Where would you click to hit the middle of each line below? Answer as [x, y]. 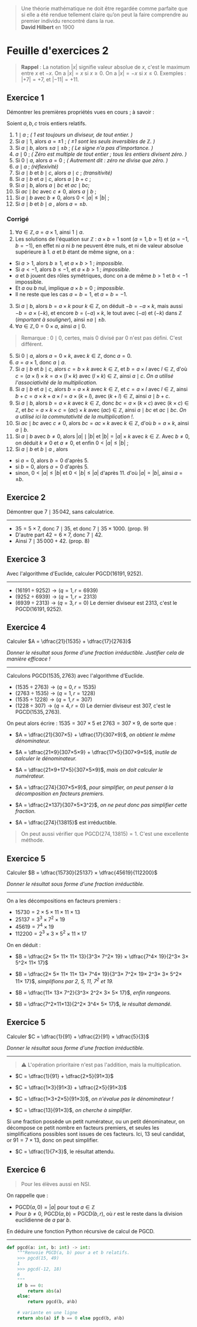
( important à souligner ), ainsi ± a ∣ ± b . [61, 320]
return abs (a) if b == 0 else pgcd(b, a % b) [71, 1318]
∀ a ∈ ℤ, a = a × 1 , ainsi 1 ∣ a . [49, 232]
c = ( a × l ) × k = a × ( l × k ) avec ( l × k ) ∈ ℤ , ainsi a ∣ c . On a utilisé [94, 376]
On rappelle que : [27, 1195]
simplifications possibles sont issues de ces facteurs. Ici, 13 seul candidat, [96, 1134]
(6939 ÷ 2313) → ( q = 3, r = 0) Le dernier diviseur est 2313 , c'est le [96, 603]
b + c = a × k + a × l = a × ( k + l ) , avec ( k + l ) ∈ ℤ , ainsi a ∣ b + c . [92, 396]
